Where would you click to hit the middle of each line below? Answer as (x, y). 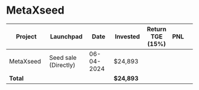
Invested (127, 36)
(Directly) (62, 65)
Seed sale (63, 57)
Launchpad (66, 36)
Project (26, 36)
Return (157, 29)
